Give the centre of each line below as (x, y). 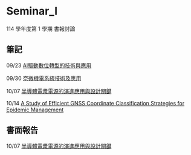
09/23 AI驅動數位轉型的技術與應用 (49, 65)
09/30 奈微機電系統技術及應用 (44, 78)
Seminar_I (32, 11)
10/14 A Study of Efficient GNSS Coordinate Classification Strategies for (95, 103)
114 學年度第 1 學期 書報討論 (41, 28)
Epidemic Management (35, 110)
